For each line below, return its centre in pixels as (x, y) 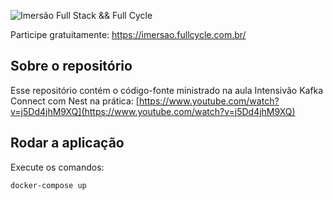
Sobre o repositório (71, 66)
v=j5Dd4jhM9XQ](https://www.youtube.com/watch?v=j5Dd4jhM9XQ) (153, 111)
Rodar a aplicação (67, 143)
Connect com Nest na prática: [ (75, 101)
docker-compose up (48, 185)
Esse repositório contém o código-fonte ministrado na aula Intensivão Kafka (167, 90)
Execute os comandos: (57, 167)
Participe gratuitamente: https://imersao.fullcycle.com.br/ (128, 34)
